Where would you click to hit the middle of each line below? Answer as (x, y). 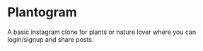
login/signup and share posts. (51, 39)
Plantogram (42, 12)
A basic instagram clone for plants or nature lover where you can (102, 32)
